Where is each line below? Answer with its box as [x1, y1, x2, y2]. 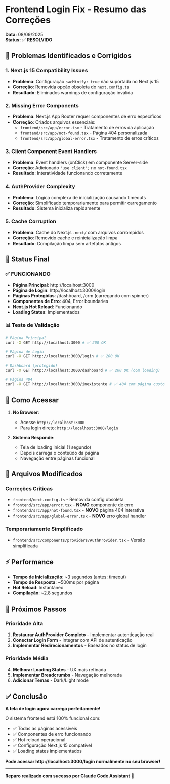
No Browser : [12, 409, 39, 415]
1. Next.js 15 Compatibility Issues [5, 67, 88, 74]
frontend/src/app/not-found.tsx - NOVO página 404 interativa [12, 507, 144, 514]
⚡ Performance [5, 558, 54, 566]
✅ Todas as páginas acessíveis [12, 726, 77, 732]
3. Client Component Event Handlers [5, 147, 97, 155]
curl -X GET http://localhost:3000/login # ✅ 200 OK [5, 354, 120, 359]
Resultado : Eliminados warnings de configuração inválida [12, 89, 133, 95]
